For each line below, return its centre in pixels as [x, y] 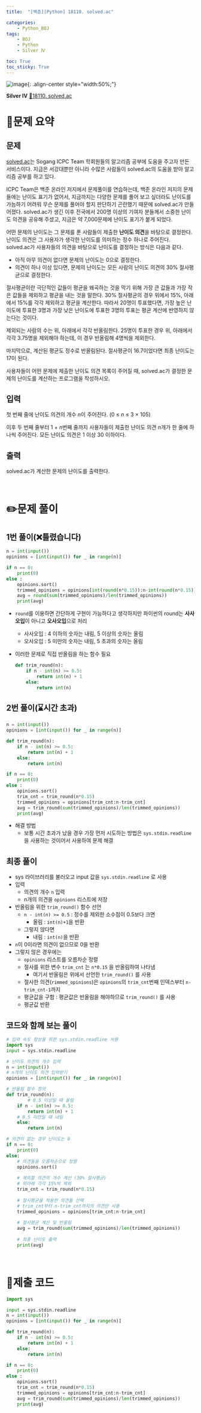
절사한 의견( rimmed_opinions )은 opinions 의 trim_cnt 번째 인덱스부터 [104, 982]
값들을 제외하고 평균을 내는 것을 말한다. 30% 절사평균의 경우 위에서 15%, [97, 295]
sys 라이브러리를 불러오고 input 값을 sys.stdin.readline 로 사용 [91, 877]
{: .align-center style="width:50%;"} [72, 84]
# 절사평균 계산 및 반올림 [44, 1223]
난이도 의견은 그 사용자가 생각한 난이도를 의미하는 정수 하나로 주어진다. [88, 239]
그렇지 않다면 [39, 930]
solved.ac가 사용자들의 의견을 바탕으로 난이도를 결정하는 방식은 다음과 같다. [95, 247]
